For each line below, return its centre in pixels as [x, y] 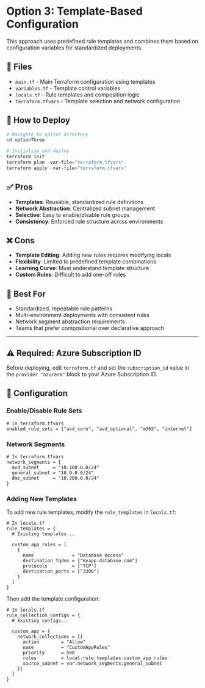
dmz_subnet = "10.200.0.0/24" [56, 478]
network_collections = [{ [50, 637]
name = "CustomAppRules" [67, 648]
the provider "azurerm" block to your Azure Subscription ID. [82, 375]
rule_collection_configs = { [43, 615]
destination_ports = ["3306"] [61, 572]
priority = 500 [49, 653]
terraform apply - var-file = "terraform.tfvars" [67, 168]
